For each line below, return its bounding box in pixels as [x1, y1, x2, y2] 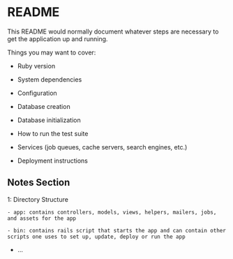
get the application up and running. [7, 34, 108, 43]
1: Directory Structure [7, 195, 68, 203]
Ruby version [17, 61, 56, 70]
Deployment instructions [17, 156, 89, 165]
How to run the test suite [17, 129, 89, 138]
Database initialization [17, 116, 82, 124]
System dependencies [17, 75, 82, 84]
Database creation [17, 102, 71, 110]
